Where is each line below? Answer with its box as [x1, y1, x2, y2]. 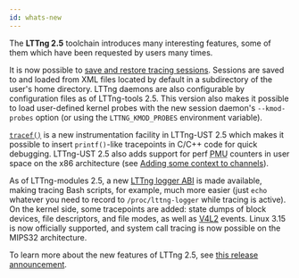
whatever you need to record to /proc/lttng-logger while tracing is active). [9, 194, 287, 205]
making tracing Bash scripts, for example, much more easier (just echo [9, 184, 268, 195]
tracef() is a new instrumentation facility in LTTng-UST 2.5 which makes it [9, 129, 284, 139]
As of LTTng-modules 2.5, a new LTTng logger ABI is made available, [9, 175, 262, 186]
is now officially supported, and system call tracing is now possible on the [9, 223, 281, 233]
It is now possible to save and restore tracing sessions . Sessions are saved [9, 64, 285, 75]
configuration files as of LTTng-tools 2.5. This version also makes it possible [9, 93, 289, 104]
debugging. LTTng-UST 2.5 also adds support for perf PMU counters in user [9, 148, 290, 159]
